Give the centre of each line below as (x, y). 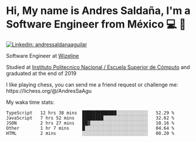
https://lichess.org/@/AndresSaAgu (49, 91)
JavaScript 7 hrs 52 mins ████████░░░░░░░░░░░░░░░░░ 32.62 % (90, 118)
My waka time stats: (30, 102)
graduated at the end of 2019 (41, 73)
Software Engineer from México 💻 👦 (96, 24)
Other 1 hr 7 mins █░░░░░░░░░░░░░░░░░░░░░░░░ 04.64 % (90, 128)
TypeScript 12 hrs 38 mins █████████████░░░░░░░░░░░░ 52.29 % (90, 113)
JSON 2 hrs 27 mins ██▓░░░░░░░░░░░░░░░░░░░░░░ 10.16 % (90, 123)
